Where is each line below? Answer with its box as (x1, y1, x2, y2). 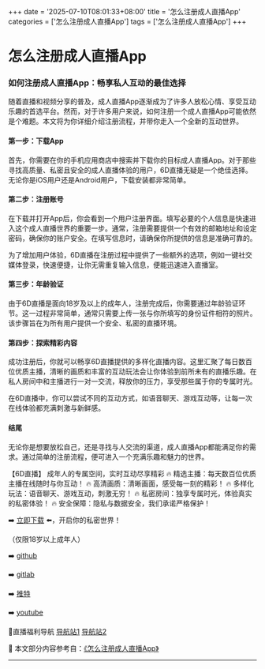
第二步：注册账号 (8, 194, 64, 204)
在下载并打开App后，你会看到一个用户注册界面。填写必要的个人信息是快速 (8, 213, 250, 223)
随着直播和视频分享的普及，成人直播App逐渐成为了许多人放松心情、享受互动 (8, 97, 256, 107)
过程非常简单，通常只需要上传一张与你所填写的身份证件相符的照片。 (35, 309, 257, 318)
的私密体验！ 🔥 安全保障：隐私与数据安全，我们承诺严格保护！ (8, 498, 211, 508)
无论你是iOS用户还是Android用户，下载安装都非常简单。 (8, 175, 191, 184)
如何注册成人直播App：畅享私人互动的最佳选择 (8, 77, 187, 88)
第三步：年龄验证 (8, 280, 64, 289)
